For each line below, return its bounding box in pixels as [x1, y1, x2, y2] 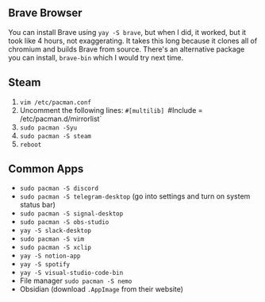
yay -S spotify [19, 261, 71, 269]
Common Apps [8, 162, 84, 176]
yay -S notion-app [19, 252, 81, 261]
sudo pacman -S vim [19, 235, 85, 243]
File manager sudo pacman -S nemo [19, 276, 132, 285]
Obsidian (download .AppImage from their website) [19, 285, 184, 294]
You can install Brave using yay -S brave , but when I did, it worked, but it [8, 27, 247, 37]
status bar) [19, 200, 56, 210]
